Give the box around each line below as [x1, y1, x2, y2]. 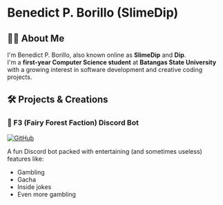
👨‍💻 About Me [7, 33, 65, 44]
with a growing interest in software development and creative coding [7, 66, 203, 73]
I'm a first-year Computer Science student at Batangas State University [7, 58, 217, 66]
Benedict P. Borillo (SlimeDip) [7, 5, 178, 21]
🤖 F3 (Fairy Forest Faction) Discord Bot [7, 118, 139, 127]
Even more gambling [17, 190, 76, 198]
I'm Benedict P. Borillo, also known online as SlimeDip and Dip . [7, 51, 186, 59]
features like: [7, 154, 44, 163]
